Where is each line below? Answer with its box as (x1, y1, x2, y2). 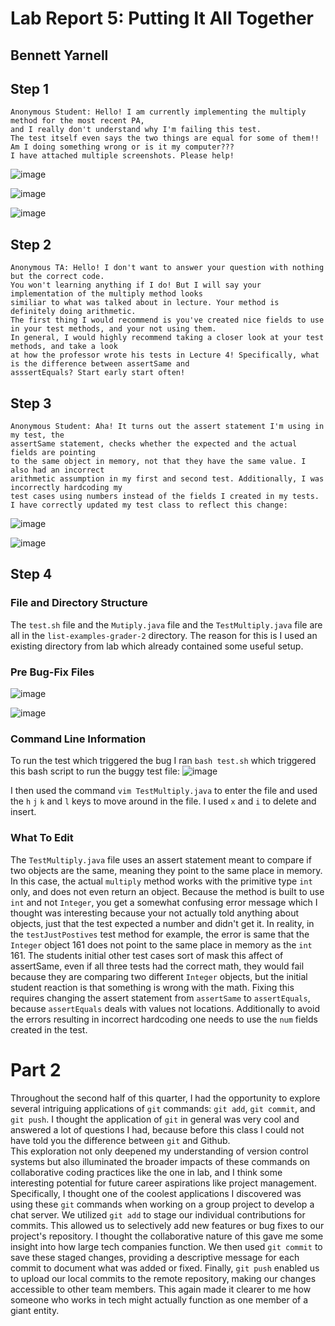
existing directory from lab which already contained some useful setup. (10, 640, 304, 652)
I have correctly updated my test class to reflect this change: (10, 500, 288, 511)
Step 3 (10, 395, 52, 412)
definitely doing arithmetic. (10, 307, 137, 317)
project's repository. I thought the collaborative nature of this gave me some (10, 1230, 324, 1242)
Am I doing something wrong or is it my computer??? (10, 142, 235, 152)
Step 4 (10, 566, 53, 583)
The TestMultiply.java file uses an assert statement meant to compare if (10, 853, 312, 866)
